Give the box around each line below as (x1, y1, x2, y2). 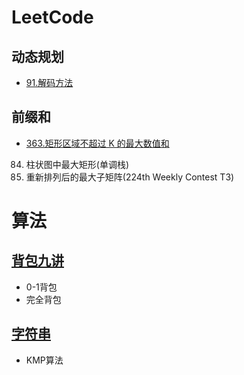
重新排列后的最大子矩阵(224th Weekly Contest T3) (25, 171, 235, 183)
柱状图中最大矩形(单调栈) (25, 158, 130, 170)
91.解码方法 (25, 77, 74, 88)
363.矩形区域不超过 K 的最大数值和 (25, 137, 170, 149)
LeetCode (11, 6, 94, 29)
